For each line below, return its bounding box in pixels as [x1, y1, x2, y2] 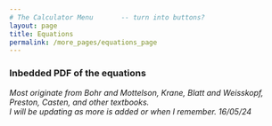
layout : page [9, 21, 58, 30]
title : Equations [9, 29, 74, 38]
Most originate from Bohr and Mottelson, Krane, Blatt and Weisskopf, [9, 87, 264, 98]
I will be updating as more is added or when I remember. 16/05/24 [9, 106, 252, 116]
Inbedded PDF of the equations [9, 67, 147, 80]
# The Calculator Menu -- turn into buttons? [9, 12, 205, 22]
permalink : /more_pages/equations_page [9, 37, 158, 47]
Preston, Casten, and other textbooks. [9, 97, 150, 107]
